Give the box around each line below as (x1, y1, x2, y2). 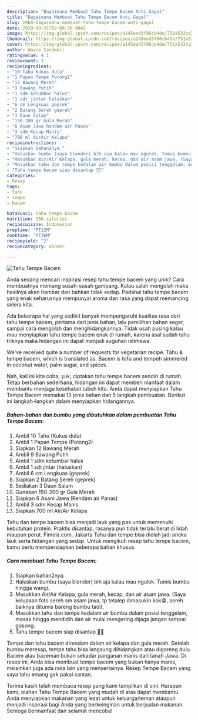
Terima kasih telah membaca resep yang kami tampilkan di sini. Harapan (6, 682, 182, 689)
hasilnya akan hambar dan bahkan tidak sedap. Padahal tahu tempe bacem (6, 289, 189, 296)
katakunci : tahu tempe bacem (6, 211, 78, 216)
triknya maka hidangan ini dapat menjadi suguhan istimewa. (6, 338, 152, 345)
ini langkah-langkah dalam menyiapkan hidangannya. (6, 398, 136, 405)
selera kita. (6, 301, 33, 308)
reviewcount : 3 (6, 58, 44, 64)
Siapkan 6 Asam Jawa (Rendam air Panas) (15, 495, 118, 502)
